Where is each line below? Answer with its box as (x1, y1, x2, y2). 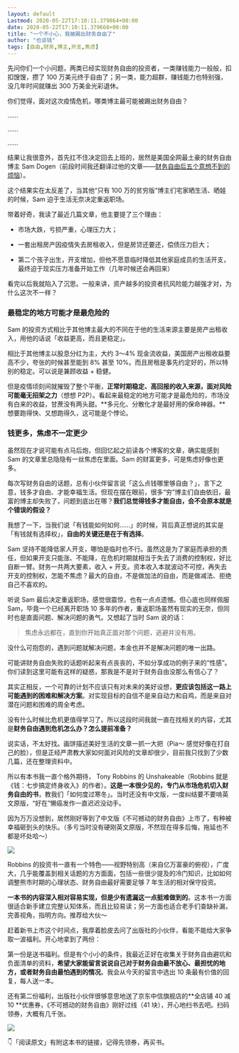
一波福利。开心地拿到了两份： (13, 934, 101, 943)
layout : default (7, 10, 55, 18)
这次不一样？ (19, 289, 58, 296)
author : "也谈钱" (7, 37, 55, 44)
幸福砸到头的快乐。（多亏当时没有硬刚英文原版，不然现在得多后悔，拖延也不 (7, 823, 229, 831)
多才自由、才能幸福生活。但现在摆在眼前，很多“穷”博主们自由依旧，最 (26, 488, 231, 496)
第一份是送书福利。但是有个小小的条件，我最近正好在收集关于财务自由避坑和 (7, 950, 232, 958)
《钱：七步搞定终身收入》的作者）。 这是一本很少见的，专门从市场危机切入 (7, 781, 223, 789)
